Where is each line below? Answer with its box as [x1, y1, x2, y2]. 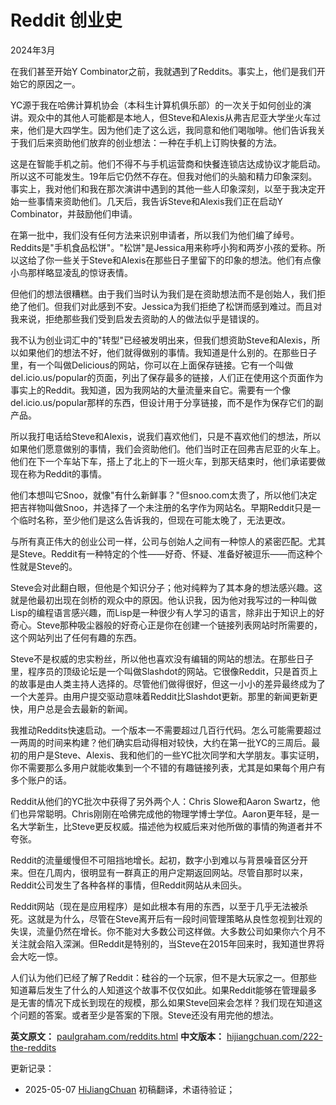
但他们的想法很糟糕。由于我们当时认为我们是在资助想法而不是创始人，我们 [10, 287, 317, 300]
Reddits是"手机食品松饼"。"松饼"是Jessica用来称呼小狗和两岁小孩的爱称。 [10, 241, 317, 253]
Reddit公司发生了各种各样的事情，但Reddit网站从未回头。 [10, 879, 248, 891]
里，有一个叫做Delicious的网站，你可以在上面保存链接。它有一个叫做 [10, 359, 294, 371]
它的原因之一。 [18, 77, 81, 90]
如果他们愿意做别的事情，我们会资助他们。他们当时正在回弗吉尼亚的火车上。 [10, 442, 326, 455]
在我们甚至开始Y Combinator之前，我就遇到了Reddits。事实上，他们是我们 [10, 65, 317, 77]
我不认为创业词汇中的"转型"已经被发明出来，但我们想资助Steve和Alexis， [10, 334, 312, 346]
